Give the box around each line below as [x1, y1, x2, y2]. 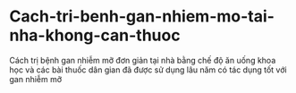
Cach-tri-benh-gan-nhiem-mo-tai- [9, 6, 275, 27]
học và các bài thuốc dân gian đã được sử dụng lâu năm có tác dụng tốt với [9, 64, 288, 75]
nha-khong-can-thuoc [9, 25, 181, 46]
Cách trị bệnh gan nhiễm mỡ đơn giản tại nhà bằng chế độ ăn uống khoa [9, 55, 276, 65]
